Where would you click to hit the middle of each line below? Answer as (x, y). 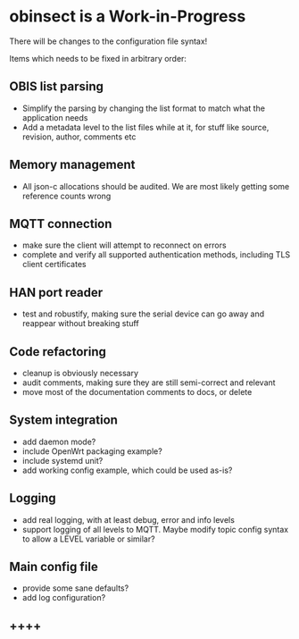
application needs (55, 117)
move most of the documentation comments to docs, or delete (137, 392)
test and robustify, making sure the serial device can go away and (143, 314)
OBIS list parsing (57, 87)
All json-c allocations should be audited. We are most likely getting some (156, 186)
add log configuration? (64, 598)
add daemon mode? (59, 441)
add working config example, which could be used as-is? (127, 470)
